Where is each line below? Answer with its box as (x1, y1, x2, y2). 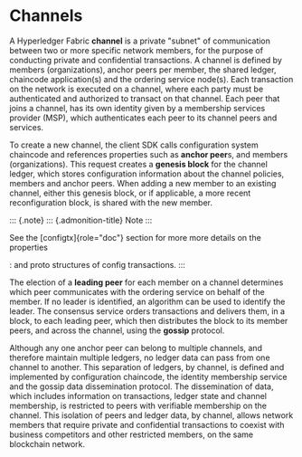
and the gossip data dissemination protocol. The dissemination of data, (9, 381, 274, 392)
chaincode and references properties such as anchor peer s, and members (9, 148, 288, 159)
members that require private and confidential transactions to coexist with (9, 419, 285, 430)
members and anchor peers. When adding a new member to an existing (9, 177, 277, 188)
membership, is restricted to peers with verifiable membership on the (9, 400, 267, 411)
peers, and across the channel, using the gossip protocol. (9, 325, 225, 336)
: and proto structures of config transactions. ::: (9, 259, 185, 270)
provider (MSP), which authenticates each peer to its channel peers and (9, 112, 278, 123)
